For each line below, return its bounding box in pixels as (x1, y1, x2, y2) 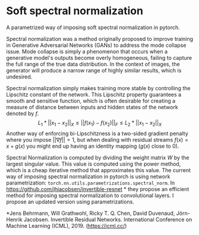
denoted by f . (6, 110, 39, 117)
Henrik (6, 215, 23, 223)
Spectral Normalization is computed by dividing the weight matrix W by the (6, 154, 189, 161)
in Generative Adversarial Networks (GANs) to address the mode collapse (6, 42, 187, 49)
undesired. (6, 73, 33, 80)
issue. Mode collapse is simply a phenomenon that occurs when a (6, 47, 168, 55)
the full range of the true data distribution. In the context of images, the (6, 61, 180, 68)
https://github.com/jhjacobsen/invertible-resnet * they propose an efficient (6, 185, 189, 192)
